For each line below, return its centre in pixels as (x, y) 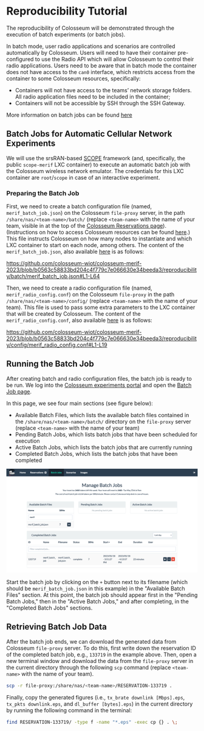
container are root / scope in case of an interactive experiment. (83, 177)
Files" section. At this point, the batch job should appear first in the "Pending (102, 595)
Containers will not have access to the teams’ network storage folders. (104, 90)
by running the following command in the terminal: (69, 710)
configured (20, 59)
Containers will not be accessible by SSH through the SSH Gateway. (100, 103)
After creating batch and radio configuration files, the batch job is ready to (99, 378)
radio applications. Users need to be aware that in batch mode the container (102, 66)
